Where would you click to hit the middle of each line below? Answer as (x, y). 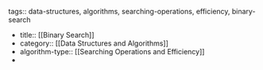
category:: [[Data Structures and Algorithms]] (94, 43)
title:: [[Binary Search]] (57, 35)
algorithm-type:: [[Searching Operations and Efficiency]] (112, 52)
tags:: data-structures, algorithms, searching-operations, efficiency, (119, 11)
